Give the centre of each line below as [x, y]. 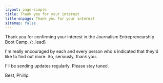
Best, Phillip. [18, 75]
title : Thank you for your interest [42, 14]
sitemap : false [20, 23]
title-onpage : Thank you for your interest [50, 18]
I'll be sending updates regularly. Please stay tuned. [57, 66]
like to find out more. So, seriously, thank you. [51, 57]
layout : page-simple [26, 9]
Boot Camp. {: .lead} [26, 42]
